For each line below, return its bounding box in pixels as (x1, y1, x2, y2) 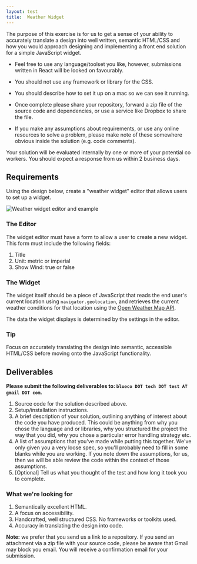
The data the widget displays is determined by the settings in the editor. (6, 316, 180, 323)
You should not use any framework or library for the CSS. (14, 78, 153, 85)
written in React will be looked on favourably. (14, 67, 123, 74)
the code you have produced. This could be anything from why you (14, 419, 178, 426)
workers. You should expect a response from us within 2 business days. (6, 155, 181, 162)
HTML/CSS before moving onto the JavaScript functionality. (6, 350, 152, 357)
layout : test (6, 8, 38, 15)
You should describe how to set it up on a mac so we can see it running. (14, 89, 189, 97)
